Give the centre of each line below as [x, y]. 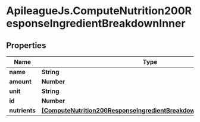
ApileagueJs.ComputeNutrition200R [99, 11]
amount [20, 81]
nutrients [22, 110]
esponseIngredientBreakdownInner [96, 23]
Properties [26, 45]
